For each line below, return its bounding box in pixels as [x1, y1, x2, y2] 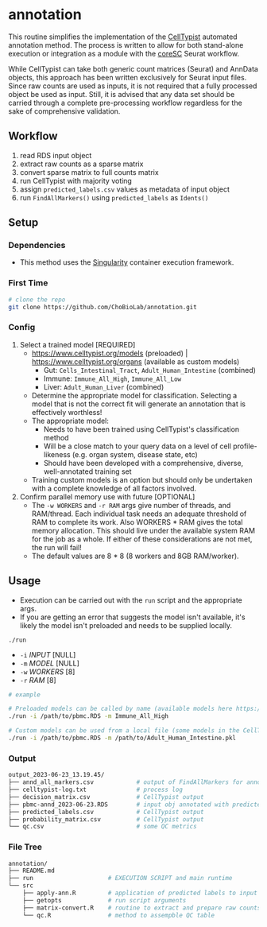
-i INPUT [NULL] [19, 650, 76, 659]
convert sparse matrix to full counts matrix [19, 167, 159, 176]
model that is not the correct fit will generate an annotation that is [31, 399, 246, 409]
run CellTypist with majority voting [19, 176, 133, 185]
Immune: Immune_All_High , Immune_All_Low [43, 374, 181, 383]
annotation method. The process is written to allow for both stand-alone [8, 40, 244, 49]
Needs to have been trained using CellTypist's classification [43, 424, 240, 434]
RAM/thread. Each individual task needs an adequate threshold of [31, 509, 247, 518]
